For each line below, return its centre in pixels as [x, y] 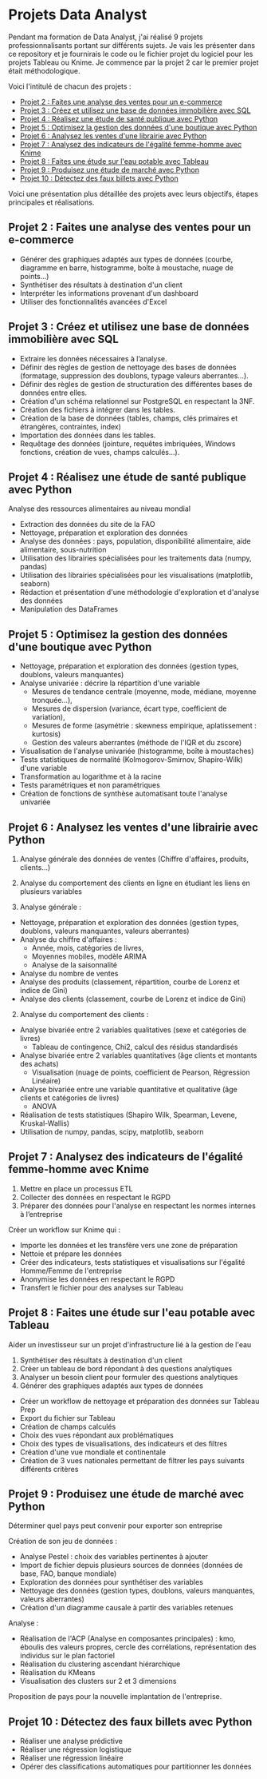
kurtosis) [46, 734]
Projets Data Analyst [78, 15]
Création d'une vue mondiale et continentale [92, 1452]
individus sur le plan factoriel [67, 1656]
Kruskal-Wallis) [45, 1123]
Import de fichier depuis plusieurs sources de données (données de [131, 1566]
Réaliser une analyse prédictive [71, 1741]
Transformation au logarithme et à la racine [90, 776]
